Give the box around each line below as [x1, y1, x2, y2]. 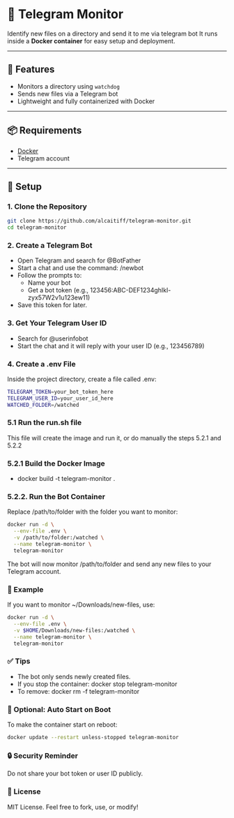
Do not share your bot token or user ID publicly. [7, 769, 143, 778]
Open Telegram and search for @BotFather [17, 256, 141, 265]
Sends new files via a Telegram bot [17, 89, 118, 98]
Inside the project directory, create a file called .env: [7, 375, 157, 383]
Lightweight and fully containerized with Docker [17, 97, 155, 105]
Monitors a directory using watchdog [17, 82, 120, 90]
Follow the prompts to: [17, 272, 82, 280]
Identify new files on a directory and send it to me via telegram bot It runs [7, 29, 218, 38]
